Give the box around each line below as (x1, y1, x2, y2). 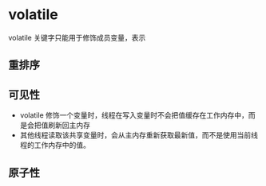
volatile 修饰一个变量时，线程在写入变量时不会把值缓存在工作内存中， (19, 110, 249, 120)
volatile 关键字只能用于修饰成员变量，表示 (8, 33, 146, 42)
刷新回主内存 (47, 121, 90, 130)
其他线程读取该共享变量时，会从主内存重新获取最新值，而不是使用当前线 (19, 130, 258, 140)
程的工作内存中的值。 (19, 141, 90, 150)
